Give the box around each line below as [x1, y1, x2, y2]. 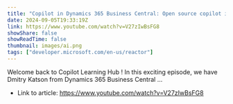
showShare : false [7, 29, 58, 37]
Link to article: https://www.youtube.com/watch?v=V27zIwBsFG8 [17, 88, 204, 97]
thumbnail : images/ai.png [7, 42, 82, 49]
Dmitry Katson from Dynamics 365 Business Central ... [7, 75, 163, 83]
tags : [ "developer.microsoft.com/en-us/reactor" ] [7, 49, 154, 56]
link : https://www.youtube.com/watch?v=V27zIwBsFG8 [7, 23, 159, 30]
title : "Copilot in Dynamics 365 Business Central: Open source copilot [7, 10, 222, 17]
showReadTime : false [7, 36, 67, 43]
